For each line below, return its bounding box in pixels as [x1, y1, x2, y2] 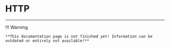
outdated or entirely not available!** [5, 38, 90, 43]
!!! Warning [5, 24, 28, 30]
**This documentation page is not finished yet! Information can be [5, 33, 153, 39]
